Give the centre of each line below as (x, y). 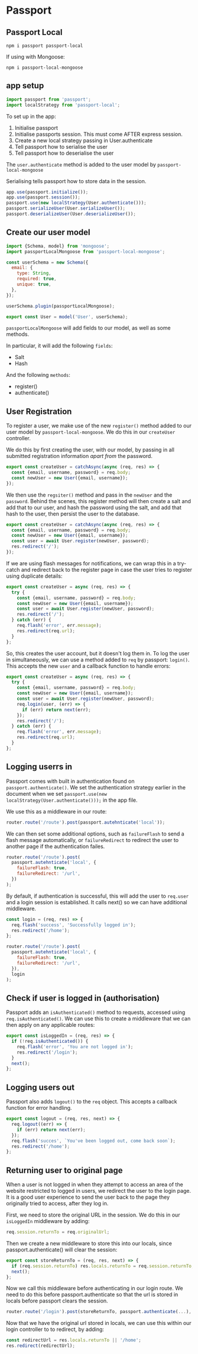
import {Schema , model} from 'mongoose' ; (58, 246)
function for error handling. (39, 1108)
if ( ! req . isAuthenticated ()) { (50, 1041)
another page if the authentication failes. (56, 846)
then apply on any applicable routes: (51, 1025)
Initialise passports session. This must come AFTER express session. (99, 134)
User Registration (39, 412)
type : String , (34, 273)
